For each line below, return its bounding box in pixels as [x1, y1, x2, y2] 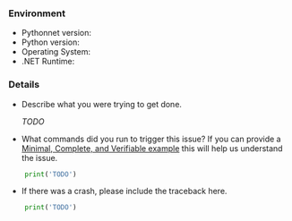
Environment [8, 7, 66, 20]
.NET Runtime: [21, 56, 75, 67]
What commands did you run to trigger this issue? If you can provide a [21, 133, 281, 144]
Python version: [21, 37, 80, 47]
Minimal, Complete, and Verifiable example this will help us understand [21, 142, 283, 154]
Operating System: [21, 47, 91, 57]
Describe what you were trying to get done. [21, 98, 183, 109]
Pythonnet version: [21, 28, 91, 38]
